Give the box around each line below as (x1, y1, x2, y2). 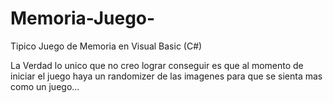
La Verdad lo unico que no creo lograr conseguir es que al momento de (10, 59, 304, 71)
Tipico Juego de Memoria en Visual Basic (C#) (10, 40, 203, 52)
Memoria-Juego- (10, 7, 156, 30)
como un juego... (10, 80, 80, 92)
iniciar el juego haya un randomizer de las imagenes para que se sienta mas (10, 70, 323, 82)
